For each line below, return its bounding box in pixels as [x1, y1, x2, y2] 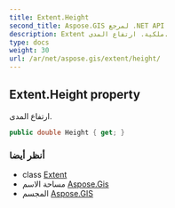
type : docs [9, 37, 50, 47]
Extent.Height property [9, 87, 140, 102]
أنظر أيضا [9, 148, 45, 161]
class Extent [21, 169, 68, 180]
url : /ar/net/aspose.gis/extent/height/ [9, 54, 162, 63]
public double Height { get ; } [9, 128, 125, 137]
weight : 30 [9, 46, 50, 55]
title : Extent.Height [9, 12, 90, 22]
